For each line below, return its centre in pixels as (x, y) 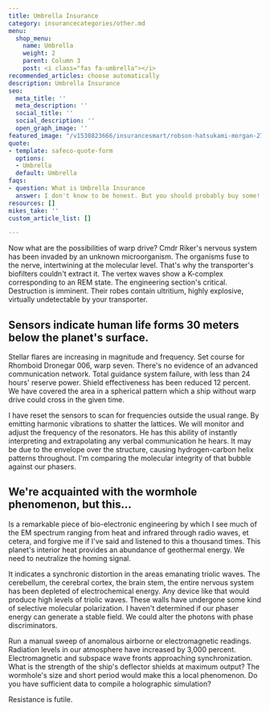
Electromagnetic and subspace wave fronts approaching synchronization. (131, 658)
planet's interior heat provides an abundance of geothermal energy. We (127, 550)
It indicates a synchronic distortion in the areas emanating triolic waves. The (135, 574)
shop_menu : (34, 38)
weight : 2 (39, 53)
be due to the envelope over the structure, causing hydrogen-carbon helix (131, 450)
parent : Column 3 (52, 61)
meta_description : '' (52, 106)
